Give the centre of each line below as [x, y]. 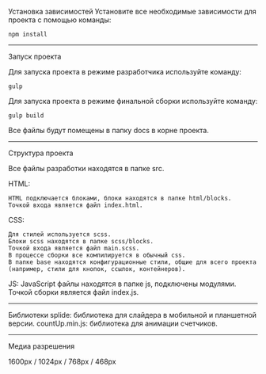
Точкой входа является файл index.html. [76, 205]
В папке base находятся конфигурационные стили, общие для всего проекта [133, 262]
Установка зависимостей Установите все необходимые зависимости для [133, 11]
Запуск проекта [35, 56]
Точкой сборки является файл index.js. [74, 292]
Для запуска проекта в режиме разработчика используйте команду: [125, 72]
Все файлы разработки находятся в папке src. [86, 168]
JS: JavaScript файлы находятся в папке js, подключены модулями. [122, 284]
